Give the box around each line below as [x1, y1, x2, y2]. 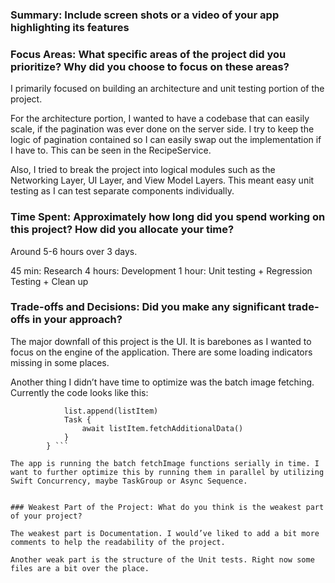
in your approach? [32, 313, 123, 327]
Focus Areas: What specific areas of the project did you [10, 47, 287, 61]
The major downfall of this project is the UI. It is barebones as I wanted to [10, 335, 312, 347]
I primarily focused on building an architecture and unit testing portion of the [10, 83, 325, 95]
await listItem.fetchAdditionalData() [81, 423, 244, 433]
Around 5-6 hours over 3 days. [10, 245, 138, 257]
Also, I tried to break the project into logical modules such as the [10, 164, 276, 176]
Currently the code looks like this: [10, 386, 149, 398]
